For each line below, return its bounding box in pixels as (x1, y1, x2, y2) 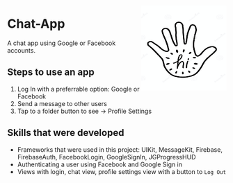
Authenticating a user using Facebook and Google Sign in (17, 160, 183, 168)
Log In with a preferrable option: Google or (17, 85, 140, 93)
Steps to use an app (7, 67, 95, 78)
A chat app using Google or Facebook (7, 39, 116, 47)
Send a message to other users (17, 99, 108, 107)
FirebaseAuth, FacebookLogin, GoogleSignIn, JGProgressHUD (17, 152, 196, 161)
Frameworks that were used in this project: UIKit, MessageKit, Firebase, (17, 145, 223, 154)
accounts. (7, 46, 36, 54)
